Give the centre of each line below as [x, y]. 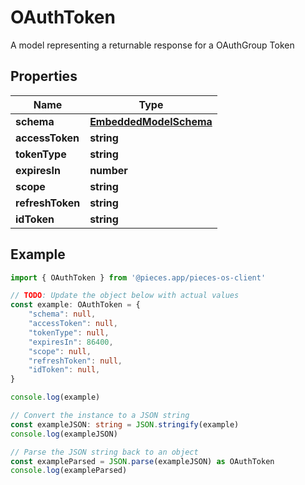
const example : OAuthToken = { [75, 305]
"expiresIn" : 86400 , [71, 342]
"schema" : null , [62, 314]
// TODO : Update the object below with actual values [125, 296]
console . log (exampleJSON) [64, 434]
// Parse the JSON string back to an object [104, 452]
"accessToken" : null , [73, 324]
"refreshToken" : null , [75, 361]
